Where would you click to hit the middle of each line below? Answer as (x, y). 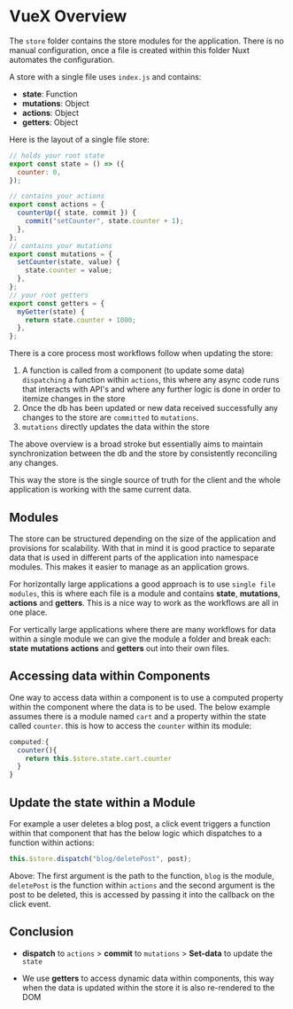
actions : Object (50, 113)
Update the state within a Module (103, 802)
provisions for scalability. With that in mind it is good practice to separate (142, 548)
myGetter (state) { (51, 312)
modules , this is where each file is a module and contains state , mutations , (145, 594)
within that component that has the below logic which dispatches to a (136, 833)
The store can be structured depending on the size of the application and (143, 539)
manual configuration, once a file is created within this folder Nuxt (130, 50)
